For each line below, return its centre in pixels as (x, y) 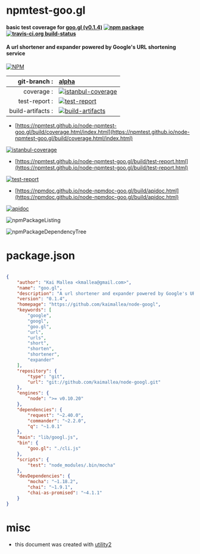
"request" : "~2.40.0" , (56, 415)
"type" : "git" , (46, 376)
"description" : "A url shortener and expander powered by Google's (102, 293)
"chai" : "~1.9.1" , (50, 487)
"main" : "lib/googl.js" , (48, 438)
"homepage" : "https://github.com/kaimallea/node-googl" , (89, 304)
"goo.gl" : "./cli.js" (54, 449)
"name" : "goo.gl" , (40, 288)
